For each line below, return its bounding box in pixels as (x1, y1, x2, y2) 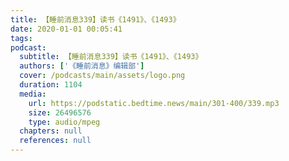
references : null (19, 136, 92, 146)
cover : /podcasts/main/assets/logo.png (19, 71, 186, 81)
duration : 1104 (19, 80, 83, 90)
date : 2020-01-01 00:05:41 (10, 24, 123, 34)
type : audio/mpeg (28, 117, 101, 127)
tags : (10, 33, 33, 43)
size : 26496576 (28, 107, 92, 118)
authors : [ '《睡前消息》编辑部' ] (19, 61, 145, 71)
